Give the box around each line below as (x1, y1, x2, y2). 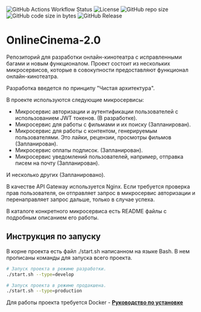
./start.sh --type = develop (6, 271, 74, 277)
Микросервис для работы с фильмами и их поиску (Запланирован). (14, 121, 191, 128)
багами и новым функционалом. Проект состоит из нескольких (6, 59, 171, 67)
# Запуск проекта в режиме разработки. (6, 265, 107, 272)
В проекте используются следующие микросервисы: (6, 96, 144, 103)
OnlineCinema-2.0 (6, 33, 101, 47)
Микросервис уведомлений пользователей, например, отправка (14, 153, 184, 160)
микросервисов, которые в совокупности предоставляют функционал (6, 66, 189, 73)
